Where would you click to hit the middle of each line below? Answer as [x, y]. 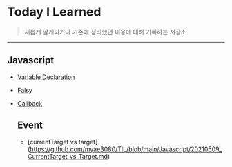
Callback [30, 103]
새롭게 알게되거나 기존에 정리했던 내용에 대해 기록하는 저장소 [105, 32]
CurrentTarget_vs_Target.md [68, 156]
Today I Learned [54, 12]
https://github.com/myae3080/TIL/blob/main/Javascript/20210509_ [126, 149]
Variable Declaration [46, 77]
